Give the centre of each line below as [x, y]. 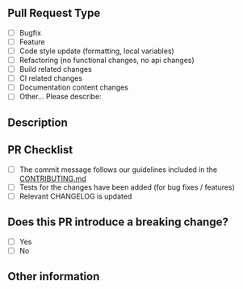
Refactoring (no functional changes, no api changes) [107, 60]
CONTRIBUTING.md [52, 178]
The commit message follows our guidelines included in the [118, 170]
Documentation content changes [73, 87]
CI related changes [50, 78]
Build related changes [55, 69]
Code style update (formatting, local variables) [96, 51]
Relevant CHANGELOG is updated [75, 196]
